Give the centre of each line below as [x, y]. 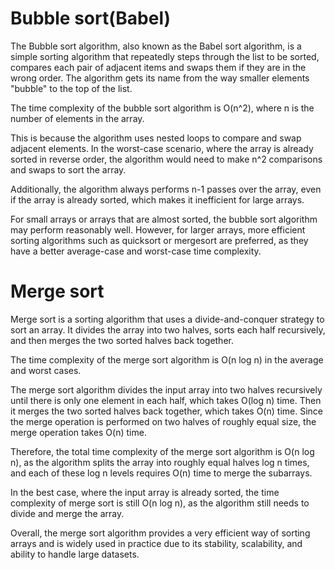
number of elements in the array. [77, 118]
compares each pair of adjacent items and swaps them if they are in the [158, 67]
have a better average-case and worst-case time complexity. [136, 251]
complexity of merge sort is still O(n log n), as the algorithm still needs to [160, 503]
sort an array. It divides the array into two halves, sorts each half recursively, [168, 329]
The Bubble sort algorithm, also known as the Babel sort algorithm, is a [156, 46]
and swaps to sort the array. [68, 169]
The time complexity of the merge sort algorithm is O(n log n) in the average [167, 359]
